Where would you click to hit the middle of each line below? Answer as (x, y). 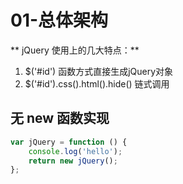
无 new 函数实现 (60, 118)
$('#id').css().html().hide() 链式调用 (97, 83)
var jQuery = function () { (69, 142)
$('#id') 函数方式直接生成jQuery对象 (99, 71)
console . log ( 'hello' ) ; (75, 151)
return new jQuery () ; (73, 161)
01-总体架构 (59, 20)
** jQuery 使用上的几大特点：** (75, 50)
